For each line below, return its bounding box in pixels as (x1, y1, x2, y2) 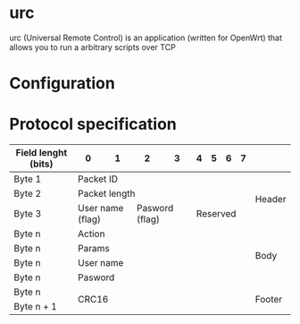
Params (77, 243, 110, 255)
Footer (254, 294, 283, 306)
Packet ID (77, 173, 119, 185)
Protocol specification (9, 115, 177, 134)
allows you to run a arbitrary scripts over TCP (9, 41, 176, 52)
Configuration (9, 73, 116, 94)
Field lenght (15, 147, 68, 159)
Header (254, 193, 287, 206)
